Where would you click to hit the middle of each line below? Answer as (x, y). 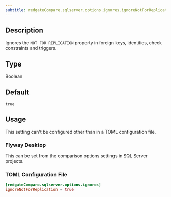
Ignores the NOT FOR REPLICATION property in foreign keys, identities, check (83, 43)
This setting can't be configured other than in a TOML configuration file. (81, 132)
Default (17, 92)
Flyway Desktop (26, 145)
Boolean (14, 76)
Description (24, 31)
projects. (15, 161)
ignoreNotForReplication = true (39, 190)
